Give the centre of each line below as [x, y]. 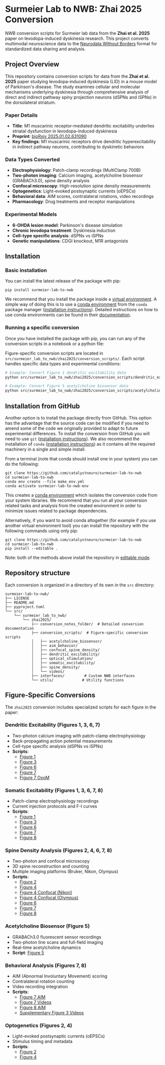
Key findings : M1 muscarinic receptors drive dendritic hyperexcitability [84, 142]
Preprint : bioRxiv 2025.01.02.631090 [49, 136]
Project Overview [32, 64]
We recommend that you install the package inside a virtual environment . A [81, 299]
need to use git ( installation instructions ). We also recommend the [72, 439]
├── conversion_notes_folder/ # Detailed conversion [87, 624]
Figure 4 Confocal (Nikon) [46, 893]
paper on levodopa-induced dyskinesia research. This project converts [77, 38]
